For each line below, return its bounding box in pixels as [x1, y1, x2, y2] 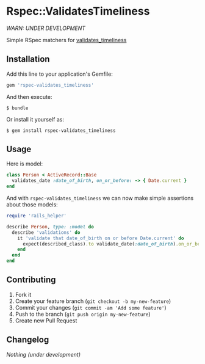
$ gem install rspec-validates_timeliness [6, 127, 116, 134]
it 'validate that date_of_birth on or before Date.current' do [17, 235, 184, 241]
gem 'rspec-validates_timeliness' [6, 82, 95, 88]
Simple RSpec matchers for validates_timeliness [6, 36, 127, 43]
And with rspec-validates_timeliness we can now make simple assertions [6, 194, 194, 202]
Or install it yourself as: [6, 115, 64, 123]
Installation [6, 54, 50, 65]
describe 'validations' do [12, 229, 81, 236]
